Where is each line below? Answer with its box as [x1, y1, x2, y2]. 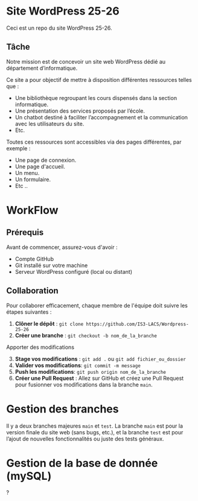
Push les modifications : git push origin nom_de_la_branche [14, 368, 167, 375]
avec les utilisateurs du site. [14, 120, 85, 127]
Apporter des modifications [6, 343, 74, 351]
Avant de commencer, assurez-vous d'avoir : [6, 244, 118, 251]
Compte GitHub [14, 255, 54, 262]
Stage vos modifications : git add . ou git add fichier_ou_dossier [14, 355, 186, 362]
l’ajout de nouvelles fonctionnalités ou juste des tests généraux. [6, 435, 164, 442]
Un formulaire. [14, 176, 51, 183]
